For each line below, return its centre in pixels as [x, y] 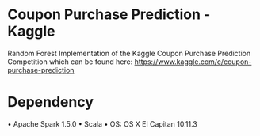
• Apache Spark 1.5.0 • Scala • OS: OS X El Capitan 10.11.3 [102, 123]
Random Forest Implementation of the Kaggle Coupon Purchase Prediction [129, 53]
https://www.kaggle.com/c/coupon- [193, 62]
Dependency [51, 102]
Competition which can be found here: [70, 62]
